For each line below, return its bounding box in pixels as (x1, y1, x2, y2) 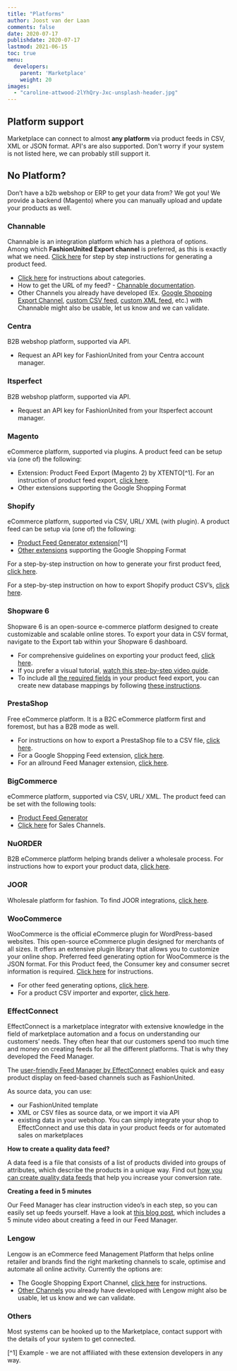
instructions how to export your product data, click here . (7, 862, 171, 871)
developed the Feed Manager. (7, 1052, 95, 1061)
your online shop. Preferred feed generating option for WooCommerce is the (7, 952, 229, 961)
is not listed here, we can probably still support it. (7, 149, 151, 158)
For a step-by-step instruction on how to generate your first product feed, (7, 560, 221, 568)
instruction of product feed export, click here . (17, 475, 150, 485)
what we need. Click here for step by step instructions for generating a (7, 253, 213, 261)
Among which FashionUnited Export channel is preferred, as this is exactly (7, 245, 227, 253)
